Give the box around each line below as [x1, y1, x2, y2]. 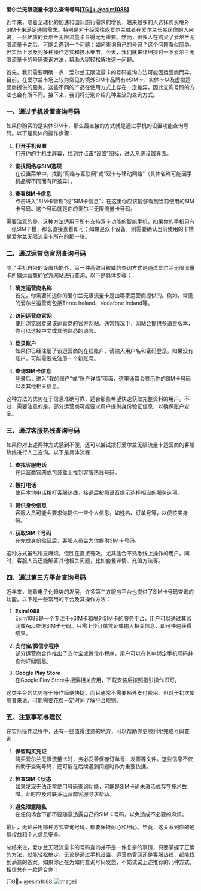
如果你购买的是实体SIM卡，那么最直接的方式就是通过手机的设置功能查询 [6, 122, 184, 129]
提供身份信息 [14, 501, 47, 509]
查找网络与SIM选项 [14, 163, 62, 170]
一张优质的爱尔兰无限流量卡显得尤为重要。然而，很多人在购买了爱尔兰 [16, 34, 190, 41]
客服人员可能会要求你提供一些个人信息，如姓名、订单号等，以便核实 [14, 509, 183, 516]
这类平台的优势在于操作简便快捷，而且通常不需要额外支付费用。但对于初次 [6, 689, 190, 697]
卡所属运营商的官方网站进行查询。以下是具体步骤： [6, 272, 132, 279]
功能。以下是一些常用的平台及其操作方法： [6, 595, 111, 603]
